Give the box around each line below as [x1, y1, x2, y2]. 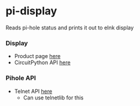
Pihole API [5, 74, 36, 82]
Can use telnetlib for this [23, 94, 84, 101]
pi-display [5, 4, 57, 18]
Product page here [14, 53, 61, 60]
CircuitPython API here [14, 59, 71, 66]
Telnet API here [14, 87, 53, 95]
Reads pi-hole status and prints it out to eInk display [5, 24, 134, 31]
